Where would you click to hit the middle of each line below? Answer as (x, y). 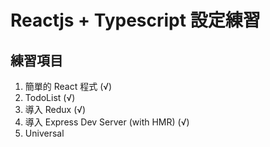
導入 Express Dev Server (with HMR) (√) (107, 122)
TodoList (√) (50, 97)
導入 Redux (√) (55, 109)
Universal (44, 133)
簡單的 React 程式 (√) (68, 86)
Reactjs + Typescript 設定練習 (135, 20)
